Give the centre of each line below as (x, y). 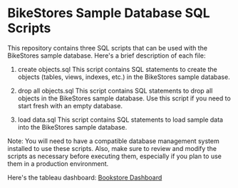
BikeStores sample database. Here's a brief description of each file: (107, 56)
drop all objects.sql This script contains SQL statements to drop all (115, 90)
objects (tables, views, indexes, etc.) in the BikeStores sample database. (124, 77)
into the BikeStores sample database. (72, 127)
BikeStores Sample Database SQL (109, 13)
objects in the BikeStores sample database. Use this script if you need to (124, 98)
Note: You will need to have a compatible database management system (113, 141)
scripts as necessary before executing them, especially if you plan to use (115, 156)
